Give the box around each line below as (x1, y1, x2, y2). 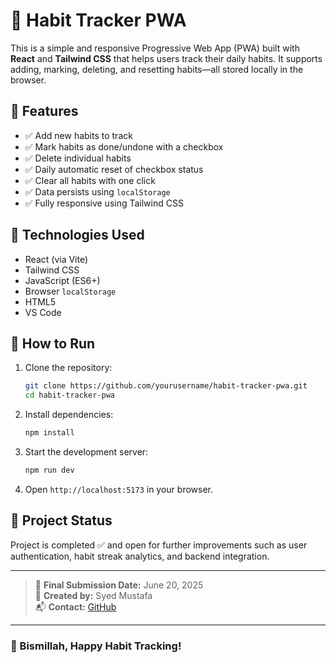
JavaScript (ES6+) (24, 274, 101, 286)
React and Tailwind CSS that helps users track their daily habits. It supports (10, 52, 323, 64)
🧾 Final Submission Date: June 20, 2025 (34, 579, 204, 591)
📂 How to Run (10, 335, 96, 352)
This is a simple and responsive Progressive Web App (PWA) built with (10, 42, 300, 54)
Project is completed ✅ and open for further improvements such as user (10, 539, 308, 551)
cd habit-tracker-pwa (24, 390, 115, 401)
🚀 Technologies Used (10, 227, 145, 244)
